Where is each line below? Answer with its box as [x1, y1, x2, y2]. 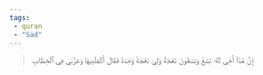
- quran [13, 22, 43, 31]
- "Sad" [13, 30, 43, 39]
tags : [9, 13, 30, 23]
